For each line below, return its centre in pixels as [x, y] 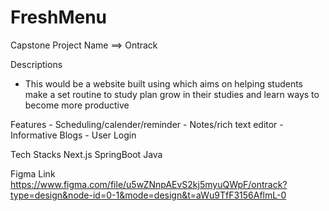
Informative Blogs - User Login [73, 135]
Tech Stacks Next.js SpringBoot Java [86, 154]
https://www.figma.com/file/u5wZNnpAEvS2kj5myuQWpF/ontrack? [149, 184]
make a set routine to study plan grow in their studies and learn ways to [172, 94]
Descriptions [36, 64]
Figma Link [33, 173]
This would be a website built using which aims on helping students [164, 83]
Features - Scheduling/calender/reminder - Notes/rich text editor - [147, 124]
